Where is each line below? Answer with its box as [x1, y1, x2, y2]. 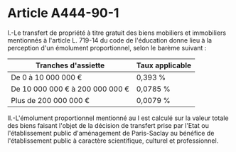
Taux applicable [136, 60, 192, 70]
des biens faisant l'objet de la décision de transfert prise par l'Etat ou [7, 121, 210, 129]
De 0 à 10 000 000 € [11, 72, 82, 82]
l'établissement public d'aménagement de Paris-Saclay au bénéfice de [7, 129, 215, 137]
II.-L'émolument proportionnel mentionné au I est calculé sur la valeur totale [7, 114, 229, 122]
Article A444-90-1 [7, 5, 119, 21]
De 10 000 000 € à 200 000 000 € [11, 84, 130, 94]
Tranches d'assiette [35, 60, 105, 70]
